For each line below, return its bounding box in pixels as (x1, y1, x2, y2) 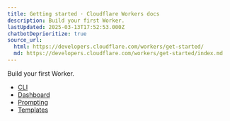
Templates (17, 105, 48, 114)
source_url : (7, 37, 42, 44)
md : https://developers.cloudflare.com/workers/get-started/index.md (13, 50, 223, 57)
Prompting (17, 98, 48, 106)
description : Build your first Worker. (7, 17, 125, 24)
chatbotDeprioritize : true (7, 30, 87, 38)
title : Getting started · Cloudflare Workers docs (7, 10, 160, 18)
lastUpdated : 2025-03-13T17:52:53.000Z (7, 23, 125, 30)
